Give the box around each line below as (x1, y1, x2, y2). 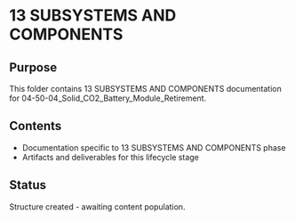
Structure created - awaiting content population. (9, 201, 186, 212)
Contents (9, 119, 62, 134)
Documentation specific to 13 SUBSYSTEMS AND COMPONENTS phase (21, 142, 286, 152)
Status (9, 177, 47, 192)
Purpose (9, 60, 58, 75)
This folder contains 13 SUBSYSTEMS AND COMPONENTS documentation (9, 84, 282, 94)
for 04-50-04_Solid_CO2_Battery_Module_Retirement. (9, 93, 207, 103)
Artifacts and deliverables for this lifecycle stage (21, 151, 200, 162)
